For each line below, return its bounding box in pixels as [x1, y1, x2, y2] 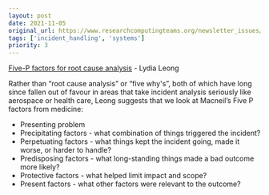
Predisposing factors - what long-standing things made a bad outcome [19, 153, 255, 164]
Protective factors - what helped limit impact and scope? [19, 171, 207, 181]
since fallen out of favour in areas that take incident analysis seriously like [8, 87, 252, 97]
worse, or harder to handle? [19, 145, 112, 155]
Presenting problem [19, 120, 86, 129]
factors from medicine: [8, 105, 84, 114]
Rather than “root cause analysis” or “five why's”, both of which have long [8, 79, 252, 89]
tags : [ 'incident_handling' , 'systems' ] [8, 34, 146, 42]
